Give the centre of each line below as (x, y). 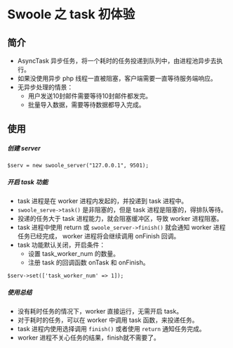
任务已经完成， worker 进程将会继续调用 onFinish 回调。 (99, 236)
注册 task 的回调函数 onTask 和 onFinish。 (88, 263)
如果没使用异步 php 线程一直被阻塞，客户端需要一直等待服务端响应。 (117, 78)
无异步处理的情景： (45, 87)
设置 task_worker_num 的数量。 (73, 254)
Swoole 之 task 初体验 (71, 14)
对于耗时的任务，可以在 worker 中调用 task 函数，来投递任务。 (108, 320)
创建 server (24, 148)
